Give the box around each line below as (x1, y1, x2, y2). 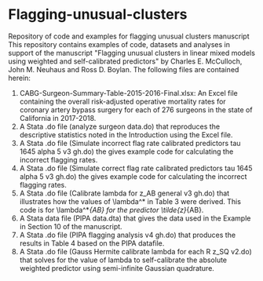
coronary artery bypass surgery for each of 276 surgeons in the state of (19, 104, 253, 115)
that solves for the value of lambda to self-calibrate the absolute (19, 255, 228, 265)
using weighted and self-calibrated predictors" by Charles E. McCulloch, (8, 57, 243, 66)
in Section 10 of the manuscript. (19, 221, 123, 231)
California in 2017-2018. (19, 113, 97, 122)
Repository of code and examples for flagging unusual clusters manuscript (8, 31, 250, 41)
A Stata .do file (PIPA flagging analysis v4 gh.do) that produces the (19, 230, 236, 239)
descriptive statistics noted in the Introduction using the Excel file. (19, 130, 233, 139)
